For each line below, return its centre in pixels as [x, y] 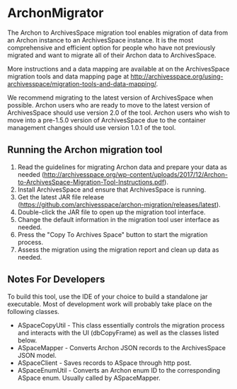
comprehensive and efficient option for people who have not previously [111, 47]
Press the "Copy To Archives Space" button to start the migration [112, 234]
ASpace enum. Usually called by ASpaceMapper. [89, 378]
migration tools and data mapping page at [68, 76]
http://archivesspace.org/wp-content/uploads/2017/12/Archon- [136, 174]
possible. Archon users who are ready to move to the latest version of [109, 105]
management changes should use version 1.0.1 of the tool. [92, 127]
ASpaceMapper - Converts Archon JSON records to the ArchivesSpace [122, 347]
